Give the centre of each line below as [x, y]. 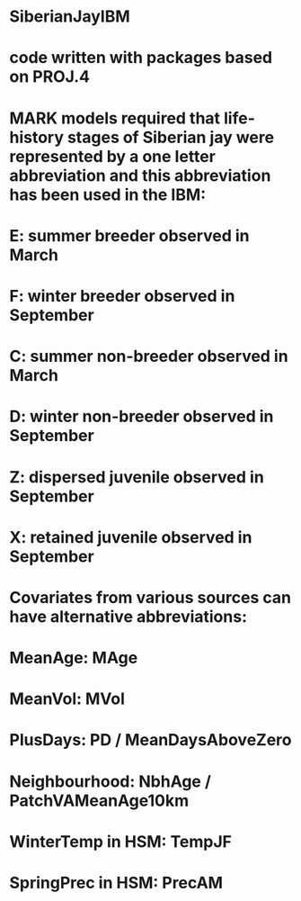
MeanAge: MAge [74, 658]
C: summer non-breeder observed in [149, 356]
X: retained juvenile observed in [131, 537]
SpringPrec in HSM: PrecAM [116, 883]
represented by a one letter [112, 156]
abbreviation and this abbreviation [140, 175]
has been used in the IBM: [108, 194]
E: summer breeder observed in [129, 235]
